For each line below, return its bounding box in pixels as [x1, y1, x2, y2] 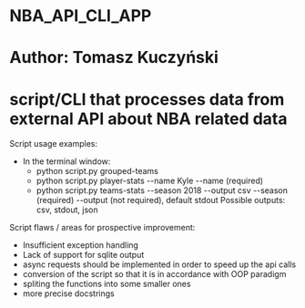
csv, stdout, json [36, 204, 98, 215]
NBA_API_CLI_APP [9, 5, 152, 26]
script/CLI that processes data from [9, 88, 285, 109]
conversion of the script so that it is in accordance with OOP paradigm [22, 269, 287, 280]
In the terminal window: [22, 156, 111, 167]
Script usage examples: [9, 139, 98, 149]
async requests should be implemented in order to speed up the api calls [22, 259, 297, 270]
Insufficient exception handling [22, 240, 139, 251]
